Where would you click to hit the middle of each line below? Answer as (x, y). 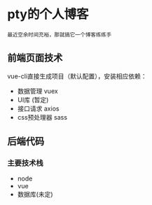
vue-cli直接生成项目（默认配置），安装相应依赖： (77, 76)
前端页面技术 (35, 58)
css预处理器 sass (42, 117)
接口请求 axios (38, 108)
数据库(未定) (35, 195)
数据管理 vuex (37, 91)
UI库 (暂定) (33, 99)
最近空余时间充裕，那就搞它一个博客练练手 (60, 35)
